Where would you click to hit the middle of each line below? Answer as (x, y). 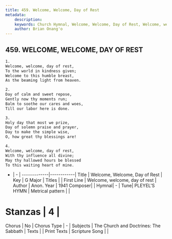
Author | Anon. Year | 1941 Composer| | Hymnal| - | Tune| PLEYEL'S (84, 186)
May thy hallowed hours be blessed (43, 160)
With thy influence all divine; (40, 156)
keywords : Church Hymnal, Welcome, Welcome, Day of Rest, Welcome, (88, 24)
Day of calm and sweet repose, (39, 94)
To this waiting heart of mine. (40, 165)
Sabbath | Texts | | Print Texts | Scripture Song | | (57, 231)
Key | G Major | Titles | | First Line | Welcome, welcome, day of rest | (84, 180)
